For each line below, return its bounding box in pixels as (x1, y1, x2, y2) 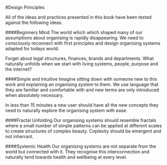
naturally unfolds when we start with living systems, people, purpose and (5, 61, 158, 67)
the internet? (5, 66, 32, 72)
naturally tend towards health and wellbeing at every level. (5, 154, 127, 160)
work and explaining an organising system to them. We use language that (5, 81, 159, 87)
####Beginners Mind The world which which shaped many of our (5, 29, 143, 35)
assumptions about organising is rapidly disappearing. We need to (5, 35, 144, 41)
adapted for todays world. (5, 46, 59, 51)
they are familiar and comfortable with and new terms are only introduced (5, 87, 159, 93)
